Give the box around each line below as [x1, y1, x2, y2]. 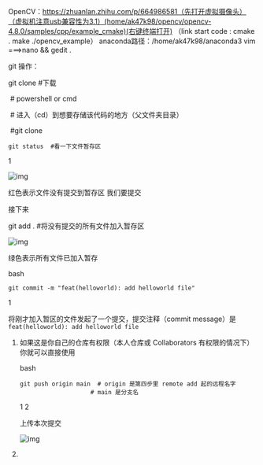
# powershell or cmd [9, 94, 77, 103]
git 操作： [8, 61, 39, 71]
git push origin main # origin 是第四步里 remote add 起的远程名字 [19, 380, 236, 388]
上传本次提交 [19, 419, 61, 427]
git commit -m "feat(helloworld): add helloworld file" [8, 284, 195, 292]
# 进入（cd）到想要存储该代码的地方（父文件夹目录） [9, 110, 183, 120]
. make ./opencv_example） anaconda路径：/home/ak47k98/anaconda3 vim [8, 36, 256, 46]
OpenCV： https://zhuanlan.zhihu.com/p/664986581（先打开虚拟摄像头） [8, 7, 246, 16]
